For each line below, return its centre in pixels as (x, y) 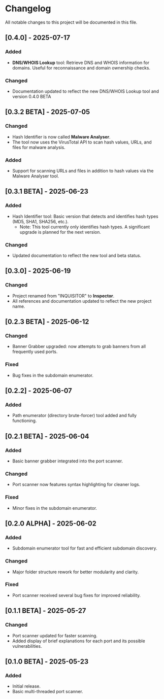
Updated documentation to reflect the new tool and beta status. (77, 255)
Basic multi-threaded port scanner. (48, 692)
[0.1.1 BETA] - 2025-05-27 (46, 611)
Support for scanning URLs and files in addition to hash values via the (83, 171)
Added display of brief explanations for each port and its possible (79, 641)
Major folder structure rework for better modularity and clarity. (75, 572)
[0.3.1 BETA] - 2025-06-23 (47, 192)
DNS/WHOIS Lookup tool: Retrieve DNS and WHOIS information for (81, 63)
